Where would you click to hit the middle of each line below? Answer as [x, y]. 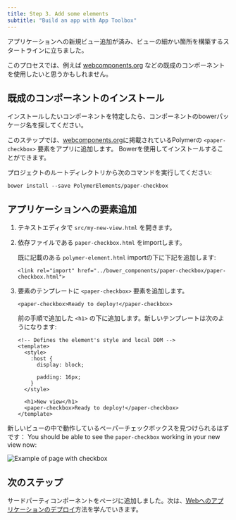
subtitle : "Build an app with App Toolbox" [72, 20]
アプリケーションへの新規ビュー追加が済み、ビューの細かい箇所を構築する [115, 41]
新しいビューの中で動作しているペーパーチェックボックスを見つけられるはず [118, 428]
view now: [22, 445]
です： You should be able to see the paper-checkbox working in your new [114, 437]
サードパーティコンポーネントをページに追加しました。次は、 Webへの [109, 500]
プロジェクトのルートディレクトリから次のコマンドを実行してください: [110, 172]
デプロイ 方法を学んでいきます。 [96, 509]
